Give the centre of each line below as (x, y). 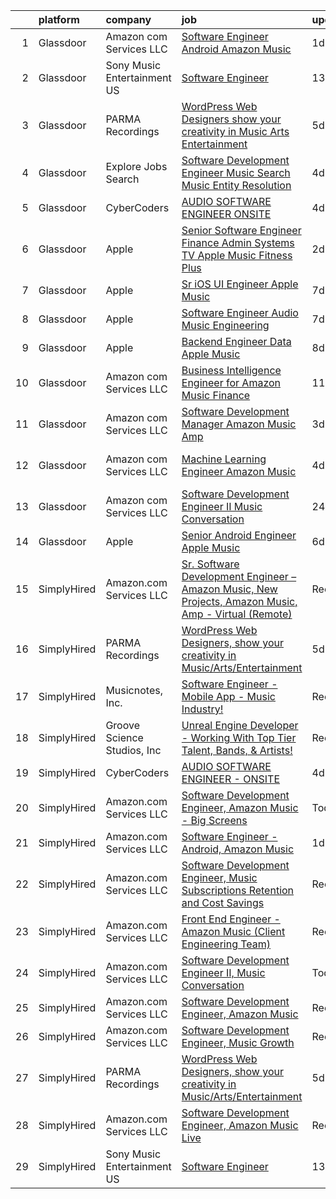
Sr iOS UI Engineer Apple (240, 284)
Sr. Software (210, 564)
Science (124, 737)
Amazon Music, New (229, 589)
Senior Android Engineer (239, 535)
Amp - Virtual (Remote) (237, 614)
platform (59, 19)
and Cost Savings (223, 902)
